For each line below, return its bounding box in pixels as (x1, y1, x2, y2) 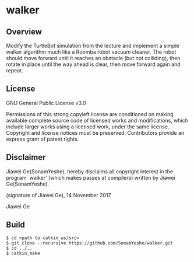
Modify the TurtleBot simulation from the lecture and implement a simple (6, 42, 179, 49)
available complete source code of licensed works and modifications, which (6, 117, 188, 124)
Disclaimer (6, 152, 46, 162)
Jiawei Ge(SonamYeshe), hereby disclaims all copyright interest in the (6, 167, 174, 175)
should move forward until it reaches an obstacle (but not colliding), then (6, 55, 181, 61)
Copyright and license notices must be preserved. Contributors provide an (6, 129, 185, 136)
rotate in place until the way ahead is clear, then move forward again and (6, 61, 181, 68)
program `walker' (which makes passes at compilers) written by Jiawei (6, 174, 176, 181)
